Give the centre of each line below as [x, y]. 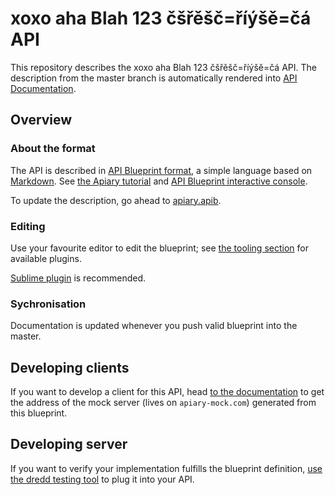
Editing [28, 226]
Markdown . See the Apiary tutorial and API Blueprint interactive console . [159, 181]
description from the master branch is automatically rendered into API [154, 78]
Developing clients [70, 367]
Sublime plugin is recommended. [78, 278]
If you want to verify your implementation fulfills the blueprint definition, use [166, 468]
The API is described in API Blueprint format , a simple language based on [161, 170]
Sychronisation [48, 304]
